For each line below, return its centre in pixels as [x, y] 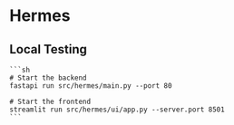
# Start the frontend [50, 101]
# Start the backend [49, 78]
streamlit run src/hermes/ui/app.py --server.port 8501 [117, 110]
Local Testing [49, 49]
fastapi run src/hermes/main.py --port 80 [91, 86]
